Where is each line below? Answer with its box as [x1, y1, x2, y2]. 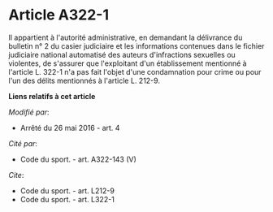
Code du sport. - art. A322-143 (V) [19, 154, 136, 164]
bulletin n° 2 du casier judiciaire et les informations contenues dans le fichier [8, 41, 265, 50]
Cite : [8, 170, 24, 180]
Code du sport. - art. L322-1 [19, 194, 115, 204]
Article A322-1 [8, 6, 110, 24]
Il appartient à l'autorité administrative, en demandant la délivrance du [8, 32, 243, 42]
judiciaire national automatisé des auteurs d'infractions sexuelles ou [8, 50, 236, 59]
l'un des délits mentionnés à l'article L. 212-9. [8, 76, 161, 85]
